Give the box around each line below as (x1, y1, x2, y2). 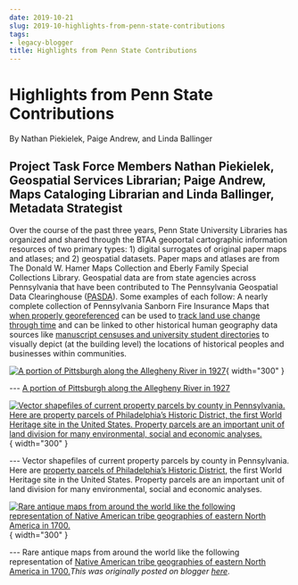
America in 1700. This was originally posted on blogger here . (9, 565, 230, 576)
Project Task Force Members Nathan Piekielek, (9, 159, 275, 174)
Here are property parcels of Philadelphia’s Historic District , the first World (9, 464, 283, 475)
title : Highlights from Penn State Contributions (9, 46, 198, 55)
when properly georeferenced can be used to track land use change (9, 310, 261, 321)
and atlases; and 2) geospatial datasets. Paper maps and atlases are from (9, 253, 280, 263)
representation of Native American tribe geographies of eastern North (9, 556, 266, 567)
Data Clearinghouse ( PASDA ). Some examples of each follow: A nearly (9, 291, 269, 302)
